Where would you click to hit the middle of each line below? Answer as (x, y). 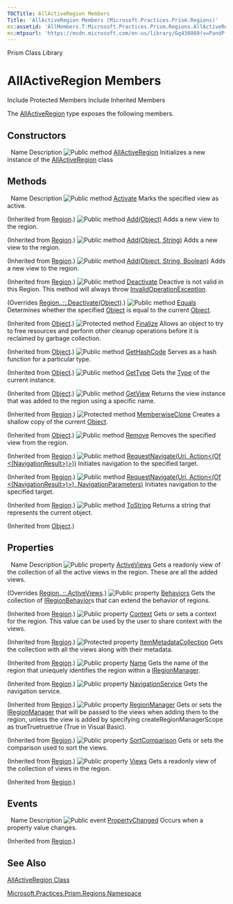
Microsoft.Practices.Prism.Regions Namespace (75, 894)
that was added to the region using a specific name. (81, 401)
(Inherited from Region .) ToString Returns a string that (109, 505)
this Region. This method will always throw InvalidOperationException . (107, 289)
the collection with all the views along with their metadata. (90, 649)
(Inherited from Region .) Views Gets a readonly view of (112, 761)
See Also (27, 863)
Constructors (37, 135)
